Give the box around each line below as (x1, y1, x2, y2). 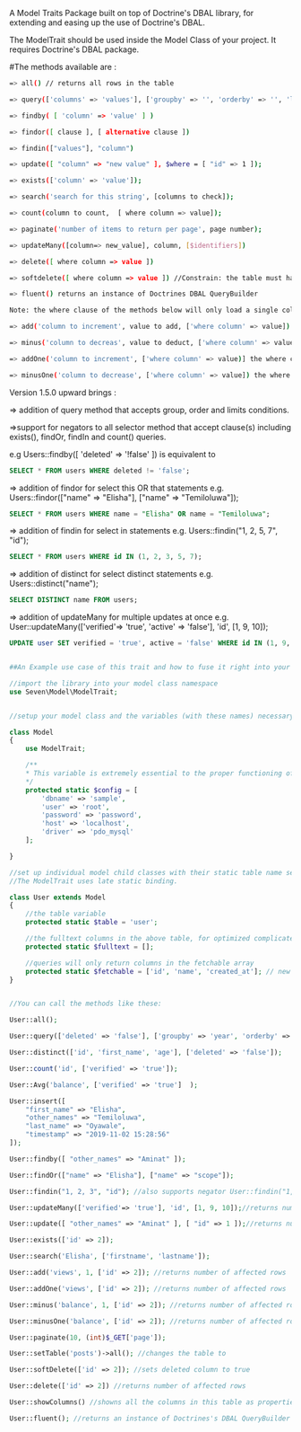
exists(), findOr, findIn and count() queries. (9, 431, 167, 442)
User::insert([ (9, 1096, 66, 1106)
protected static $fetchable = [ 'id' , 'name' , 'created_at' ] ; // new (25, 967, 291, 976)
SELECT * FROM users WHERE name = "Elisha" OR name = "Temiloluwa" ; (9, 509, 271, 518)
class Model (9, 728, 54, 737)
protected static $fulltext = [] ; (25, 942, 154, 951)
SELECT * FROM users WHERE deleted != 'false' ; (9, 466, 191, 475)
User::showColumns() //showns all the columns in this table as (9, 1398, 254, 1407)
